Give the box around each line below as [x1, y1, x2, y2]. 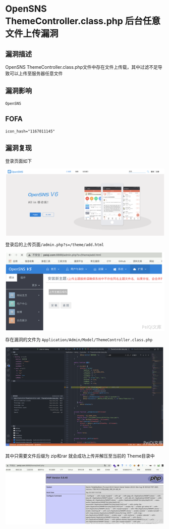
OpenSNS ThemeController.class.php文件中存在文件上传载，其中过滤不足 [5, 64, 158, 70]
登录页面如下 [5, 158, 32, 164]
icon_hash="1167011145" [5, 128, 55, 134]
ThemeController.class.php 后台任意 [5, 16, 160, 27]
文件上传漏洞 [5, 28, 59, 39]
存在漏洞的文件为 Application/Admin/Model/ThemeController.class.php [5, 337, 153, 343]
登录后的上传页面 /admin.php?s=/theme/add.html [5, 241, 104, 247]
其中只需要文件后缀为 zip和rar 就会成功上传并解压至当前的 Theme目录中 [5, 453, 155, 459]
